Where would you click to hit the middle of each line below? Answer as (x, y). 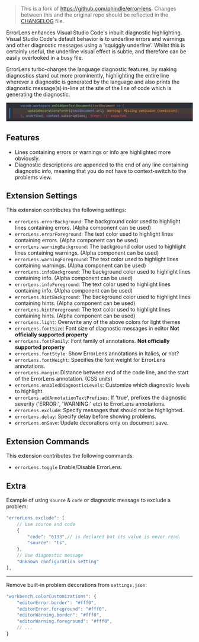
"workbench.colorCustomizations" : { (51, 596)
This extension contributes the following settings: (66, 210)
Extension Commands (48, 442)
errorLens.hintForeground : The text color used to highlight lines (92, 310)
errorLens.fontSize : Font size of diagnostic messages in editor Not (97, 329)
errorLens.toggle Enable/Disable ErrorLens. (68, 467)
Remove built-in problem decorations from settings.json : (76, 585)
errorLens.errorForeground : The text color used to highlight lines (94, 234)
